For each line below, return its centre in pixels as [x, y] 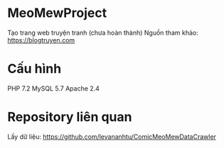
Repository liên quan [70, 117]
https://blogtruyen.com [41, 40]
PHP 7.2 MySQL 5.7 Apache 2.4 [53, 88]
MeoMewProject [57, 13]
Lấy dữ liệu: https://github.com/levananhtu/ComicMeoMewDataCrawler [112, 137]
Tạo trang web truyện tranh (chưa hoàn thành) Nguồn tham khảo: [103, 33]
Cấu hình [34, 69]
